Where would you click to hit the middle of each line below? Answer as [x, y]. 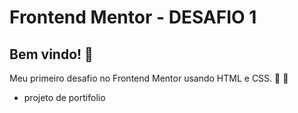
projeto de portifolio [64, 97]
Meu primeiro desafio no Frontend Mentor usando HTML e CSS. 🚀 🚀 [149, 78]
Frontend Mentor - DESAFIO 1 [133, 17]
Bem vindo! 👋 [51, 54]
